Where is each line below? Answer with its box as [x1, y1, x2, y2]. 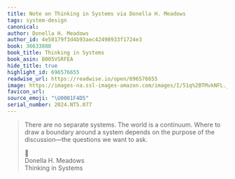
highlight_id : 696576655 [7, 69, 80, 76]
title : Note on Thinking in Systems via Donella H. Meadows [7, 10, 187, 17]
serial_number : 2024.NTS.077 [7, 101, 92, 108]
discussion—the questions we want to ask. [24, 135, 148, 143]
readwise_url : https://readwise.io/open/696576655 [7, 75, 158, 83]
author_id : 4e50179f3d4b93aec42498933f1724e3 [7, 36, 142, 43]
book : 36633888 [7, 43, 52, 50]
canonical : [7, 23, 39, 30]
